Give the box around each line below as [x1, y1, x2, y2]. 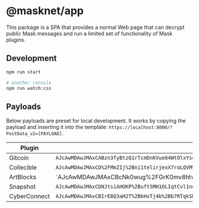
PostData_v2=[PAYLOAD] [6, 131, 62, 137]
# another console [6, 80, 52, 86]
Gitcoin [9, 154, 29, 162]
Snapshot [9, 183, 36, 191]
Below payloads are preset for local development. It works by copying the [6, 117, 186, 125]
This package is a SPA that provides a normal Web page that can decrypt [6, 24, 185, 31]
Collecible [9, 164, 37, 172]
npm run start [6, 69, 41, 75]
